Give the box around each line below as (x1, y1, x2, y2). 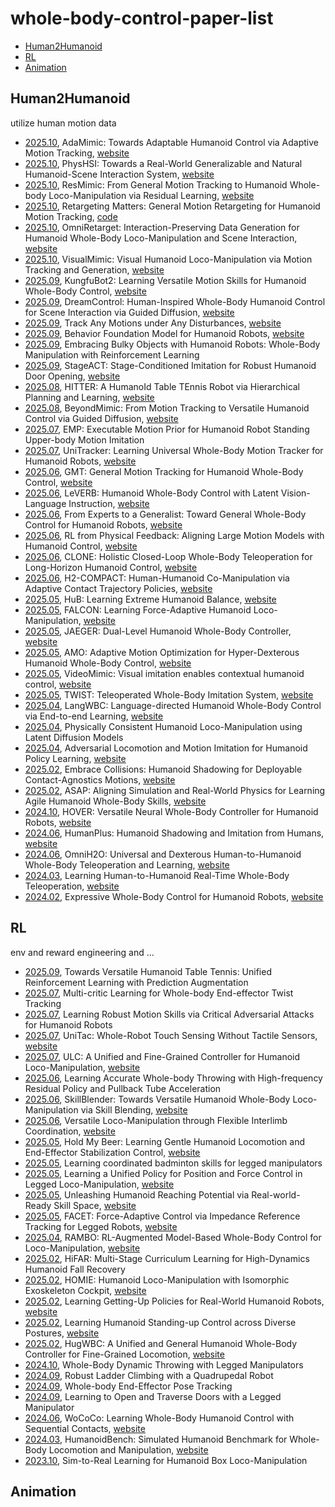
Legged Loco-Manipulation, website (24, 1178, 175, 1190)
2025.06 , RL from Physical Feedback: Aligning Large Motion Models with (24, 529, 325, 541)
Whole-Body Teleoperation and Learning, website (24, 858, 230, 871)
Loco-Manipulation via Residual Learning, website (48, 189, 255, 201)
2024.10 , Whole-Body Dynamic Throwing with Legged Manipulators (24, 1358, 304, 1371)
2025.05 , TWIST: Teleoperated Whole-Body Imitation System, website (24, 688, 314, 701)
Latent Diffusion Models (24, 731, 124, 743)
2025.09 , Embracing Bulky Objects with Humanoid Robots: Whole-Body (24, 338, 321, 350)
